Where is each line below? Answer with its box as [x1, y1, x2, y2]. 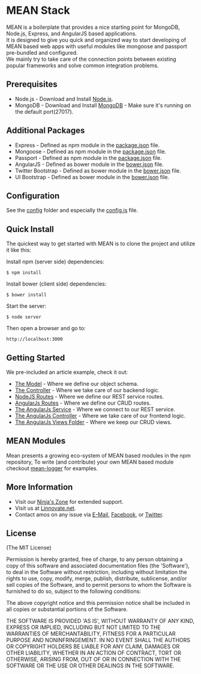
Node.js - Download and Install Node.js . [14, 95, 113, 102]
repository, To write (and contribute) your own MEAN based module [6, 458, 174, 465]
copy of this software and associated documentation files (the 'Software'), [6, 562, 190, 569]
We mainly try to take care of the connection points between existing [6, 55, 176, 63]
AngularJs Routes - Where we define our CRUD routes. [14, 399, 151, 406]
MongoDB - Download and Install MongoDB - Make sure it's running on [14, 102, 191, 109]
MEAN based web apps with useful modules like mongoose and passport [6, 43, 187, 50]
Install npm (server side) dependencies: [6, 258, 104, 265]
